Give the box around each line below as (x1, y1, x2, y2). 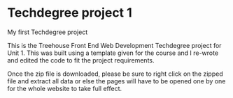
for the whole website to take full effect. (7, 84, 122, 92)
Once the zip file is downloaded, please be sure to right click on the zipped (7, 70, 223, 78)
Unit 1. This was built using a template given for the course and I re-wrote (7, 49, 219, 57)
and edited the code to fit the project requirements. (7, 56, 155, 64)
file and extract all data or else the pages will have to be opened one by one (7, 76, 226, 85)
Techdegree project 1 (7, 5, 133, 21)
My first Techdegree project (7, 28, 88, 36)
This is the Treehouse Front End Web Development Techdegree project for (7, 41, 222, 49)
